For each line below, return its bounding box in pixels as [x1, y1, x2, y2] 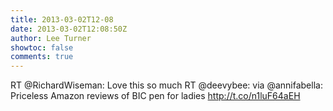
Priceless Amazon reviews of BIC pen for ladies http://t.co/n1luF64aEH [10, 90, 301, 102]
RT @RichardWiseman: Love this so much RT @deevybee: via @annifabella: [10, 79, 323, 91]
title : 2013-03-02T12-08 [10, 14, 114, 25]
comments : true [10, 52, 74, 62]
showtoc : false [10, 42, 74, 53]
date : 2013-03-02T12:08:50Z [10, 24, 128, 34]
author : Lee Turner [10, 33, 92, 43]
